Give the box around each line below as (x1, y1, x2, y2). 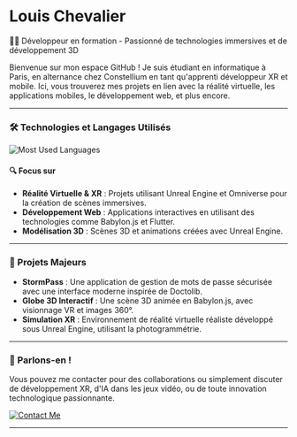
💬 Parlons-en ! (9, 354, 72, 366)
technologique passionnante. (9, 393, 115, 403)
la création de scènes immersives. (21, 197, 148, 209)
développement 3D (9, 44, 80, 55)
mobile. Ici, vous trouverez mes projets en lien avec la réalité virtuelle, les (9, 80, 276, 91)
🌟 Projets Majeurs (9, 257, 87, 269)
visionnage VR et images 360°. (21, 304, 134, 315)
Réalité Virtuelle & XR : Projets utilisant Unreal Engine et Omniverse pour (21, 188, 287, 199)
